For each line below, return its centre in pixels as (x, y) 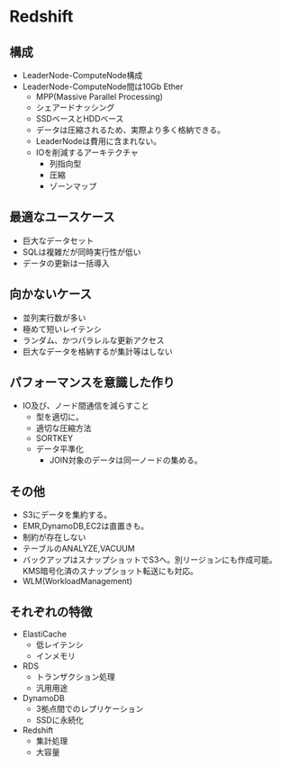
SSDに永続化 (59, 720)
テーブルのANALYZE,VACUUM (78, 549)
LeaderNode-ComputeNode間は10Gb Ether (103, 86)
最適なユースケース (62, 217)
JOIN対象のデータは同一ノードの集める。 (126, 460)
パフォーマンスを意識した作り (92, 383)
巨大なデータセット (58, 240)
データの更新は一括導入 (66, 263)
